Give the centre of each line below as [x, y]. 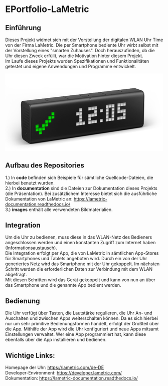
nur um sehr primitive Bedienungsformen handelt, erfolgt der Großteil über [82, 324]
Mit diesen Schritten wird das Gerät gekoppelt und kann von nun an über [80, 280]
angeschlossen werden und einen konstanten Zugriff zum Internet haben [80, 243]
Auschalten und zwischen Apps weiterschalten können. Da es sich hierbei [81, 318]
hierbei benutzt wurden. [30, 183]
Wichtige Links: [30, 355]
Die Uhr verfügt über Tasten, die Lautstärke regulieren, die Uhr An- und [79, 313]
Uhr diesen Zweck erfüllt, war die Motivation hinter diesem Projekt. [74, 56]
